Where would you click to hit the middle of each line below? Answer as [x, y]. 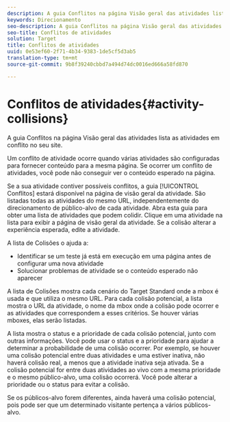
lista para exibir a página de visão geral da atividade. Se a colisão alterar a [112, 222]
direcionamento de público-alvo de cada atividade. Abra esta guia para [107, 208]
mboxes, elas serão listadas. [47, 320]
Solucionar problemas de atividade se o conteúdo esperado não [107, 270]
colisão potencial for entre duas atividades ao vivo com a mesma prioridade [114, 369]
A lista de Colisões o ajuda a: [48, 243]
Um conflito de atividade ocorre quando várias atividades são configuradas [114, 158]
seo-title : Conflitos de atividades [59, 32]
